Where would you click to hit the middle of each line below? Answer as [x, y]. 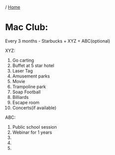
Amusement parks [31, 76]
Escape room [26, 102]
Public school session [34, 127]
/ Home [13, 7]
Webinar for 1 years [32, 132]
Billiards [20, 97]
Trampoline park [29, 86]
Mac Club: [27, 27]
